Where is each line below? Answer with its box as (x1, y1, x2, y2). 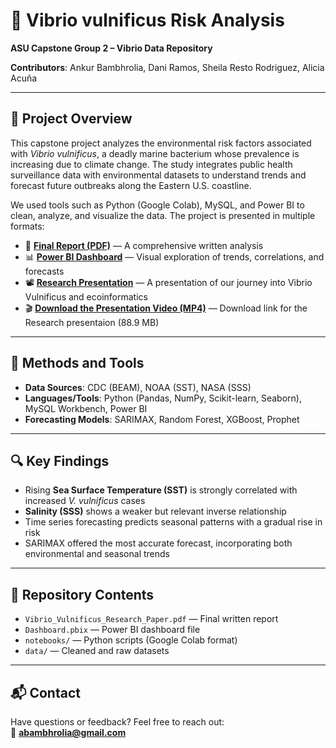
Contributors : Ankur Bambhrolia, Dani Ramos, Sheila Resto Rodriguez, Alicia (10, 61, 325, 73)
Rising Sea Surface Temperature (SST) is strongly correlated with (24, 484, 298, 496)
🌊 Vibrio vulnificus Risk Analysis (10, 9, 285, 32)
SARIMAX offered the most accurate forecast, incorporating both (24, 537, 293, 549)
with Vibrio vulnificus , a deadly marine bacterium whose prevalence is (10, 147, 300, 159)
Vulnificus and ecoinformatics (24, 290, 148, 303)
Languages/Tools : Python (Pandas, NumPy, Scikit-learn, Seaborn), (24, 392, 302, 404)
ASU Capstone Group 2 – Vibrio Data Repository (10, 42, 213, 54)
